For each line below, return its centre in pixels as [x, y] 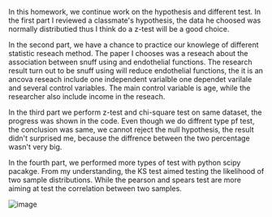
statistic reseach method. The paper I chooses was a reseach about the [128, 53]
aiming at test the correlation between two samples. [95, 189]
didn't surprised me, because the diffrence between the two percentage [129, 138]
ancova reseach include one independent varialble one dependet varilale [130, 79]
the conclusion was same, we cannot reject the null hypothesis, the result [131, 130]
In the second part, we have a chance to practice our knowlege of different [134, 45]
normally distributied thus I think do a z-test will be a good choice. [119, 29]
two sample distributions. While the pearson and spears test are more [125, 180]
